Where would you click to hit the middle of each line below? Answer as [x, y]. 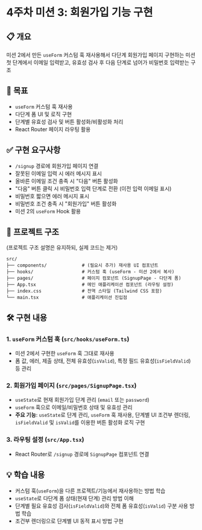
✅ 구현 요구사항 [33, 150]
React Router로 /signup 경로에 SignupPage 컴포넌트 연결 [82, 454]
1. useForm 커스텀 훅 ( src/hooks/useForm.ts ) [68, 339]
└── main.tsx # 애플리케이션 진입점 [67, 298]
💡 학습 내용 [26, 475]
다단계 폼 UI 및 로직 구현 [43, 114]
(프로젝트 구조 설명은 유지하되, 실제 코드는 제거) [62, 248]
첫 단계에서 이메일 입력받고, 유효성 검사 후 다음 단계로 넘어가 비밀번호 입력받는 [98, 62]
